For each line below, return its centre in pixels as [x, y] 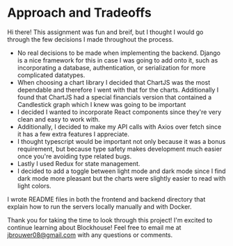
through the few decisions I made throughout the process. [90, 39]
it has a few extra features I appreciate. [73, 134]
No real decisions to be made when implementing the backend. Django [119, 53]
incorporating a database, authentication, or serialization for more [112, 67]
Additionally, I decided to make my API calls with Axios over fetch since [119, 126]
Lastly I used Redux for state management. [79, 163]
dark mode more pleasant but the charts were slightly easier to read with [121, 178]
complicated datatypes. [51, 75]
